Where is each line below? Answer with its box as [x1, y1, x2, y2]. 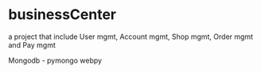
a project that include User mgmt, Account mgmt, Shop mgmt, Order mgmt [8, 32, 253, 41]
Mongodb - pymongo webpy [8, 56, 102, 65]
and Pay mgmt [8, 40, 56, 49]
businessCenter [8, 6, 117, 24]
